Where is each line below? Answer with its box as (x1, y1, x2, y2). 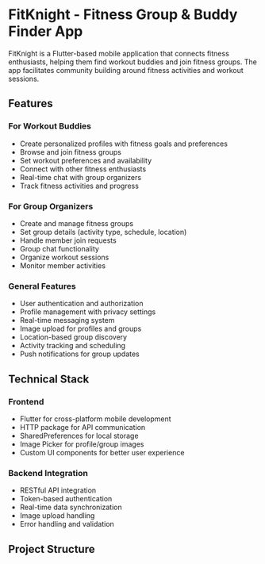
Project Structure (8, 542, 95, 556)
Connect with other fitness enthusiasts (19, 164, 147, 174)
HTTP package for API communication (19, 422, 146, 432)
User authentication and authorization (19, 299, 144, 309)
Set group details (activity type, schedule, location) (19, 227, 187, 236)
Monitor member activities (19, 260, 106, 270)
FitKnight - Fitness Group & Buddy (8, 6, 238, 24)
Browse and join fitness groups (19, 147, 121, 156)
